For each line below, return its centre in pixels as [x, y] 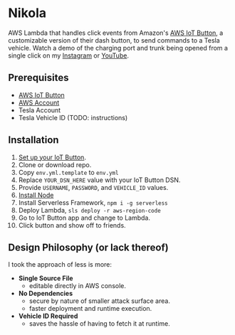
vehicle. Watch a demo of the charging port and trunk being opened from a [118, 48]
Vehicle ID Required [48, 316]
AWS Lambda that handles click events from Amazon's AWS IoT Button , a [116, 33]
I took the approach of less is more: [60, 265]
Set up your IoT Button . [52, 157]
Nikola [27, 13]
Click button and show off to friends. [72, 225]
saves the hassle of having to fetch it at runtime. [99, 324]
